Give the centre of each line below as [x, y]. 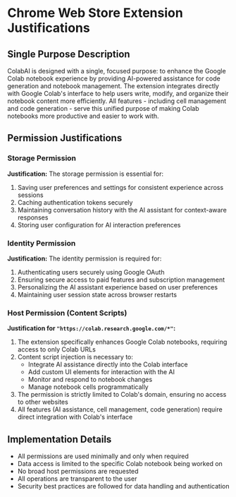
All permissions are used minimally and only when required [103, 456]
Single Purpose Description [69, 54]
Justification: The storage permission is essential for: [86, 174]
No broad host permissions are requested [78, 472]
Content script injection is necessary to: [75, 357]
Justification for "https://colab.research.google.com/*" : [92, 328]
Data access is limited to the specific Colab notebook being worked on [120, 464]
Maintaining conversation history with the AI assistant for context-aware [122, 210]
